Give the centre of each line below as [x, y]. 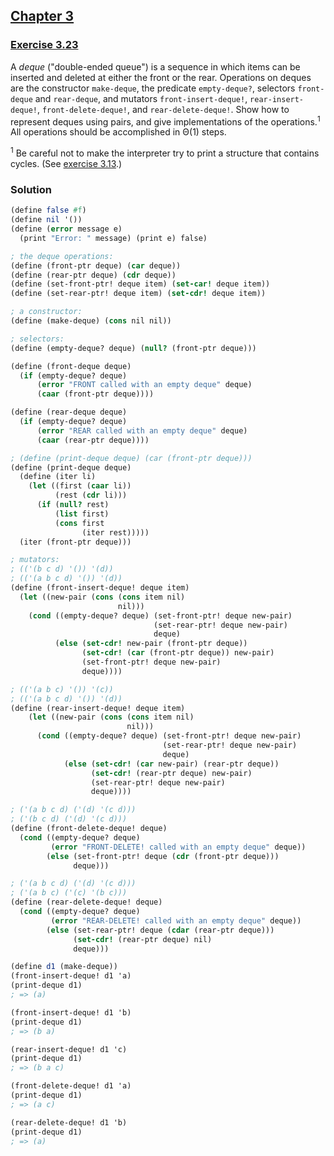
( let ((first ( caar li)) [80, 486]
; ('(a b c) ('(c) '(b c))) [69, 893]
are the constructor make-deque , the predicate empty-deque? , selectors [153, 88]
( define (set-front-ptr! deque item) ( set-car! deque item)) [140, 284]
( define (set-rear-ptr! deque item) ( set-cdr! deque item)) [138, 294]
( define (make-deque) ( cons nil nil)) [91, 321]
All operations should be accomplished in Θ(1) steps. [118, 132]
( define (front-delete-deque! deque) [89, 829]
